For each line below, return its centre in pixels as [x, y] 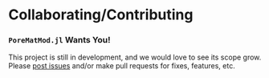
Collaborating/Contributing [101, 15]
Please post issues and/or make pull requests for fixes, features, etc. [122, 66]
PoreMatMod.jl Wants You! [59, 40]
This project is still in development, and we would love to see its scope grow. [135, 57]
